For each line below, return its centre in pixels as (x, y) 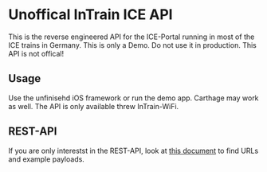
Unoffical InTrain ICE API (90, 15)
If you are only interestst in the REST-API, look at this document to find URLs (133, 150)
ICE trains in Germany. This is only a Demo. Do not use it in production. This (132, 45)
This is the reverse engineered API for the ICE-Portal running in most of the (132, 37)
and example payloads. (47, 159)
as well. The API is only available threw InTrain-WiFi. (94, 106)
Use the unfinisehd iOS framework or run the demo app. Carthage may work (133, 98)
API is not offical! (36, 53)
